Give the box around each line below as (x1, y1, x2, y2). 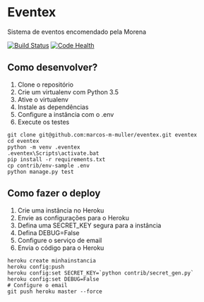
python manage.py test (7, 168, 74, 175)
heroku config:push (7, 263, 65, 270)
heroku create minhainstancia (7, 257, 97, 264)
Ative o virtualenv (17, 95, 69, 103)
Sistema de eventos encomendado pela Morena (7, 27, 147, 36)
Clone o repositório (17, 80, 74, 89)
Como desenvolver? (7, 61, 98, 74)
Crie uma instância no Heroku (17, 206, 104, 215)
